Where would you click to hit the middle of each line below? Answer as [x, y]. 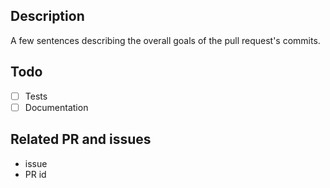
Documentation [56, 107]
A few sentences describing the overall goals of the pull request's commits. [165, 40]
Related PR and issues [81, 139]
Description [47, 16]
